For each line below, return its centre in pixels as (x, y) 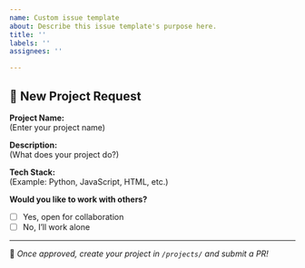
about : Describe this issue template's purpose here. (113, 26)
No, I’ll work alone (56, 227)
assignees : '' (36, 52)
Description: (33, 145)
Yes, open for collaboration (73, 216)
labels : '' (30, 43)
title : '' (28, 34)
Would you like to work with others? (79, 199)
